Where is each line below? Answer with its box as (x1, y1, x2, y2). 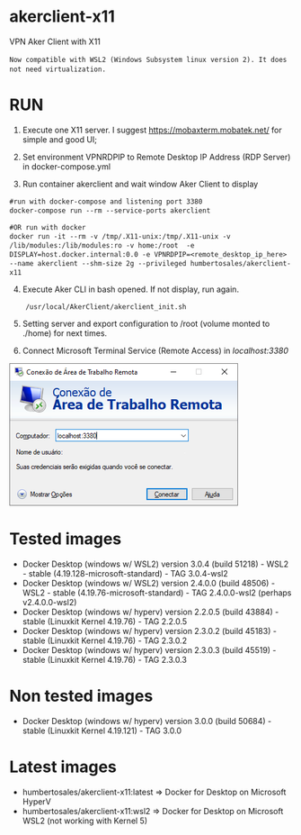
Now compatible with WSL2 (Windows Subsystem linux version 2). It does (9, 55, 288, 64)
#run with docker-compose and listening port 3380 (9, 196, 203, 206)
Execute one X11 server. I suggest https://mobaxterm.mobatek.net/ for (22, 124, 282, 135)
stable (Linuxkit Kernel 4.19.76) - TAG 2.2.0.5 (22, 615, 188, 627)
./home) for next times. (22, 327, 108, 339)
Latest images (9, 757, 117, 776)
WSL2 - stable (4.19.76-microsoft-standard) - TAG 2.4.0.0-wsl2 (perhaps (22, 587, 292, 598)
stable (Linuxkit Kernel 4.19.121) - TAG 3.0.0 (22, 725, 182, 736)
